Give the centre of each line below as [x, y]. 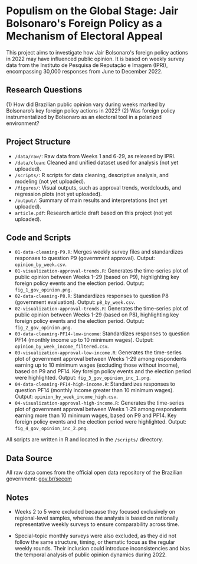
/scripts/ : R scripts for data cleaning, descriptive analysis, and [92, 175]
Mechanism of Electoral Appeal [85, 36]
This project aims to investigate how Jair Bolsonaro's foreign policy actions [97, 52]
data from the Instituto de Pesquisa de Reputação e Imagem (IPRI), [87, 65]
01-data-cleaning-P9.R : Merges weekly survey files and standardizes [99, 252]
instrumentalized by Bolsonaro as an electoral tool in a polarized [84, 117]
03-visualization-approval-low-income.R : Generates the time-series [98, 352]
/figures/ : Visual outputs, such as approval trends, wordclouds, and [98, 187]
